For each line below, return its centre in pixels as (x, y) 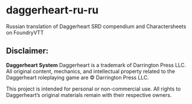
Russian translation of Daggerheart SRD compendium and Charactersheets (96, 26)
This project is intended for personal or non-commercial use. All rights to (93, 89)
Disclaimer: (27, 51)
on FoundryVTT (25, 32)
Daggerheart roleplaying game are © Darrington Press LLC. (78, 77)
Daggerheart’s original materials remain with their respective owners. (89, 95)
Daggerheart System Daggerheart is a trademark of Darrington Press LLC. (96, 65)
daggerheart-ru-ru (53, 10)
